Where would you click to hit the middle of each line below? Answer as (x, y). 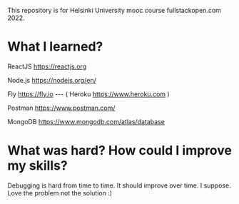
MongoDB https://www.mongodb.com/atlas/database (86, 121)
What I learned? (55, 47)
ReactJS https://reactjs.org (47, 66)
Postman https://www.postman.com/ (61, 108)
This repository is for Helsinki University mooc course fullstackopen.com (114, 10)
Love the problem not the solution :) (60, 193)
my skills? (37, 166)
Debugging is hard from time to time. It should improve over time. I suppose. (119, 185)
